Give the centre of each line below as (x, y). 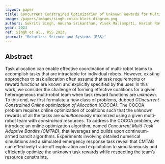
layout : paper (20, 10)
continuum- (137, 131)
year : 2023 (16, 28)
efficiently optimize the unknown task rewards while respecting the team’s (80, 152)
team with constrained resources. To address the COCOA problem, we (88, 120)
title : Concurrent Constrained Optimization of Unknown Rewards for (77, 14)
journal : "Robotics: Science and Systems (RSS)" (56, 37)
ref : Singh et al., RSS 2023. (36, 32)
